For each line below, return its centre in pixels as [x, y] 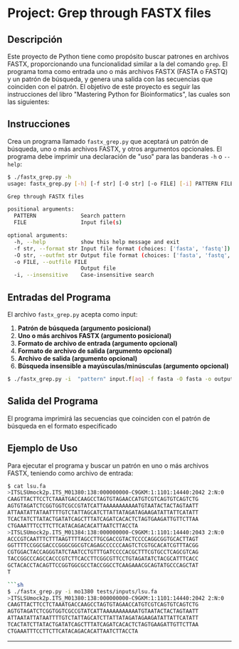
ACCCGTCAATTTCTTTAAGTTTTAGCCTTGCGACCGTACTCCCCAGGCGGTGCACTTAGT [103, 539]
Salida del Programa [53, 401]
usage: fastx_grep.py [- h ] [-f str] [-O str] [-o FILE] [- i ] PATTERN [113, 184]
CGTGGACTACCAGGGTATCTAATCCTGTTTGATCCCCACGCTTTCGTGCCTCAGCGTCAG [103, 552]
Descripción [35, 39]
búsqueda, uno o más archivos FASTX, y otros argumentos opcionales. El [115, 149]
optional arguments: [38, 236]
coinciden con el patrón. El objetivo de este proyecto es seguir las [104, 86]
